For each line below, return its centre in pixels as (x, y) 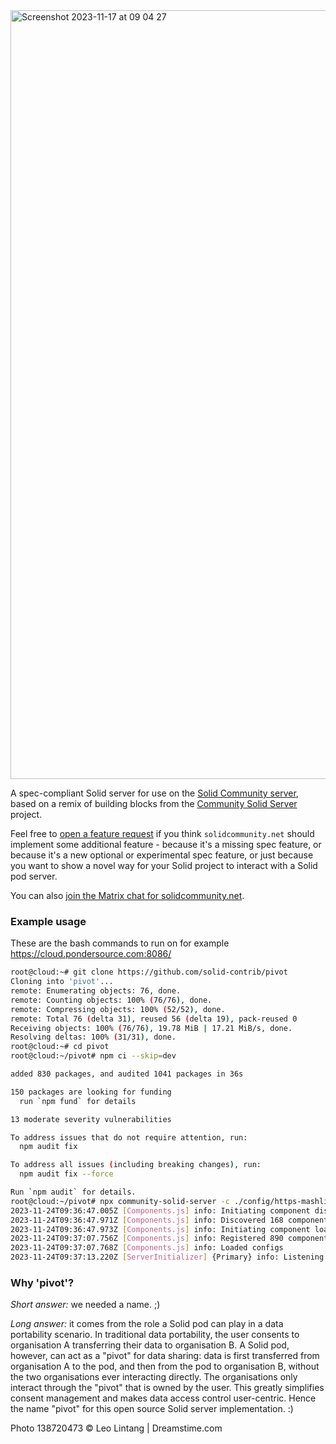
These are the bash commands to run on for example (120, 943)
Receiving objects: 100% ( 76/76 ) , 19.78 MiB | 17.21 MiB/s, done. (151, 1028)
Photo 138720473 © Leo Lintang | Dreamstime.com (116, 1428)
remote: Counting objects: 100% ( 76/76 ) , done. (111, 1000)
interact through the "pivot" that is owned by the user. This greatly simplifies (167, 1388)
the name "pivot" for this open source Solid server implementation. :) (152, 1409)
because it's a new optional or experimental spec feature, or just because (162, 855)
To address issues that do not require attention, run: (129, 1137)
